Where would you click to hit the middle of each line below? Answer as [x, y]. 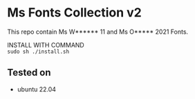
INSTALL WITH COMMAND [46, 45]
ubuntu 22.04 [37, 89]
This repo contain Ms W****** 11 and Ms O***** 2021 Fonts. [98, 32]
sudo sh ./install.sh [38, 52]
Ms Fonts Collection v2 [74, 13]
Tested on [29, 73]
